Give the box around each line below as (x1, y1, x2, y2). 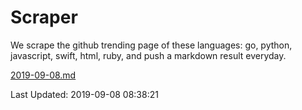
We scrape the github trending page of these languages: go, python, (10, 39, 293, 51)
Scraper (10, 6, 78, 29)
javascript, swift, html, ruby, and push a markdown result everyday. (10, 49, 287, 61)
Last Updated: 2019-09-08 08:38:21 (10, 88, 159, 100)
